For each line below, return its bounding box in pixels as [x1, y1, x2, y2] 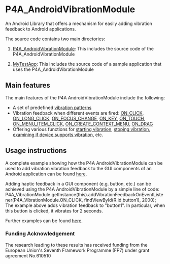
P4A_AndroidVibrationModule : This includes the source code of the [12, 45, 154, 51]
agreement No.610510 [5, 252, 51, 258]
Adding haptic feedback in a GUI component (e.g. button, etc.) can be [5, 180, 151, 187]
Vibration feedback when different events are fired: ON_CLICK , [12, 110, 144, 116]
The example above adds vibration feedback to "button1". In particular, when [5, 202, 165, 208]
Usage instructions [5, 146, 67, 155]
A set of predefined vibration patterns [12, 104, 92, 111]
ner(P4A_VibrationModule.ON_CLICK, [5, 197, 83, 203]
